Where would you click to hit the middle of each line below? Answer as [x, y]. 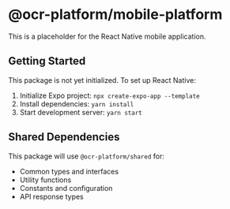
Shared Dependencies [64, 137]
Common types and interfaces [69, 171]
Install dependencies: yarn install [77, 103]
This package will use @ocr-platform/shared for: [86, 156]
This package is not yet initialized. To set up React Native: [102, 80]
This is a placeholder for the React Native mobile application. [107, 36]
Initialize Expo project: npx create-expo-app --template [109, 95]
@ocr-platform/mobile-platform [115, 15]
